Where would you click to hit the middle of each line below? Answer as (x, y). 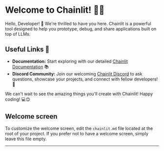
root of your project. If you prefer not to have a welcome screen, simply (77, 133)
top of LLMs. (18, 34)
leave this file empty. (26, 139)
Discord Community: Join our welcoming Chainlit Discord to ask (77, 74)
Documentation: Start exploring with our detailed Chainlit (70, 61)
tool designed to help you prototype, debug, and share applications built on (81, 28)
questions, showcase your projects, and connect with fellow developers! (85, 79)
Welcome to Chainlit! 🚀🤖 (55, 10)
